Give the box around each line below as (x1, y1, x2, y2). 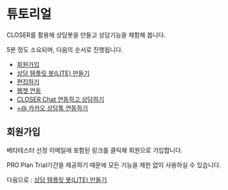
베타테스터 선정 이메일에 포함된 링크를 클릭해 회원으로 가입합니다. (6, 145, 184, 154)
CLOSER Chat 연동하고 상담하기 (16, 95, 105, 103)
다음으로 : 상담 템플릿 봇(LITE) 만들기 (6, 175, 107, 184)
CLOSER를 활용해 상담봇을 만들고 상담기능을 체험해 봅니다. (6, 31, 166, 39)
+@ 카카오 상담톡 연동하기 (16, 104, 88, 112)
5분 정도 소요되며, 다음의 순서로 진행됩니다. (6, 45, 123, 54)
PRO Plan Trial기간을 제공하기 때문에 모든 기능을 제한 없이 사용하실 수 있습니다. (6, 161, 222, 169)
